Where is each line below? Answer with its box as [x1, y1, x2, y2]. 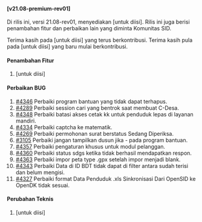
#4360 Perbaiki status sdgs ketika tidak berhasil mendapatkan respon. [15, 149, 192, 156]
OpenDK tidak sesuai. [15, 181, 70, 189]
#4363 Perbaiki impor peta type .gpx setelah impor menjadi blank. [15, 155, 181, 163]
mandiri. [15, 117, 36, 124]
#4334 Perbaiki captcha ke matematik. [15, 123, 112, 130]
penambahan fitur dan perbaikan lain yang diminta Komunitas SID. [7, 25, 172, 32]
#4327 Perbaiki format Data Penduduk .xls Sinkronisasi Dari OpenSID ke [15, 175, 196, 182]
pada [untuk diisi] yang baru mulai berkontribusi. [7, 43, 128, 50]
